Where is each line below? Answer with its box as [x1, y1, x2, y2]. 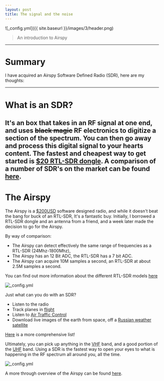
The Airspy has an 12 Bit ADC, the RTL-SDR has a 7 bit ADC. [12, 253, 133, 259]
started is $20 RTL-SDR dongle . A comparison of [5, 157, 156, 165]
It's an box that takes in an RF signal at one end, [5, 119, 153, 127]
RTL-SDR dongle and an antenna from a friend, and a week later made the [5, 218, 154, 224]
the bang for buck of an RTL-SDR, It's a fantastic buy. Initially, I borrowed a [5, 213, 155, 219]
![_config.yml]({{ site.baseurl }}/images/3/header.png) [5, 25, 114, 31]
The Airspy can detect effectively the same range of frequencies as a [12, 243, 152, 248]
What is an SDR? [5, 99, 73, 111]
